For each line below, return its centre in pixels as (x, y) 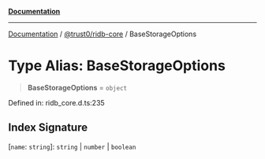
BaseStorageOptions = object (77, 87)
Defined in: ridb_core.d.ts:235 (56, 102)
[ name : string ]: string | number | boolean (72, 146)
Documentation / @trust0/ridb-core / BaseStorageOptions (103, 34)
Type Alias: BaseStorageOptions (117, 66)
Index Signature (48, 128)
